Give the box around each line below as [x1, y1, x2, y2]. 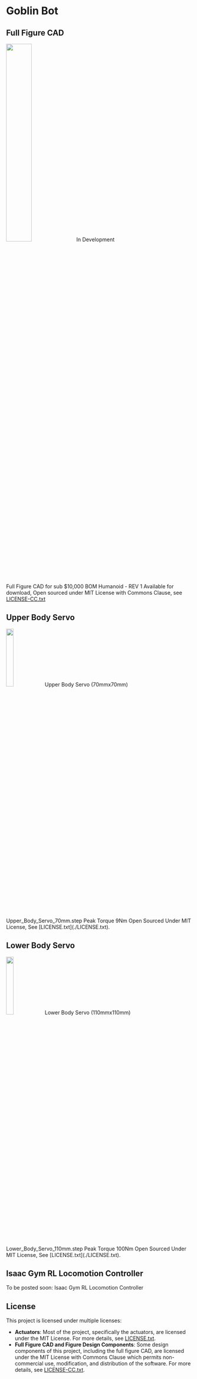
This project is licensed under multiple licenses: [6, 1317, 122, 1325]
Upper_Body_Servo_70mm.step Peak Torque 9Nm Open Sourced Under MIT [6, 917, 192, 924]
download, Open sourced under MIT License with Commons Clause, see [6, 589, 183, 596]
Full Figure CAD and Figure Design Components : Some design [14, 1341, 169, 1348]
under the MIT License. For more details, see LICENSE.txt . [14, 1335, 156, 1342]
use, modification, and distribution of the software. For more [44, 1360, 191, 1367]
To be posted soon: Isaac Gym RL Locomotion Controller [6, 1284, 144, 1291]
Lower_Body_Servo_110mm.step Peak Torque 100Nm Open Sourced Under [6, 1245, 187, 1252]
